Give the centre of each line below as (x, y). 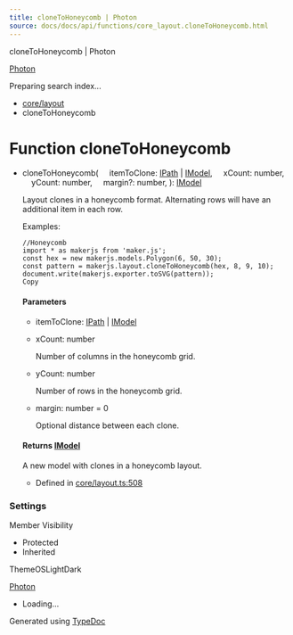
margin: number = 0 (72, 408)
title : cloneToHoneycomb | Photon (73, 17)
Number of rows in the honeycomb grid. (109, 391)
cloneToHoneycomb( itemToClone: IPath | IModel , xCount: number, (153, 173)
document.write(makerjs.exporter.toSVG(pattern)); (118, 274)
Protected (40, 543)
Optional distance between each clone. (107, 425)
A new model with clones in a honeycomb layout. (112, 466)
